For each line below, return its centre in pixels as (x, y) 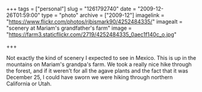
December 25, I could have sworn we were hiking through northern (90, 77)
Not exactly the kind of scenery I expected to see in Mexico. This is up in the (101, 58)
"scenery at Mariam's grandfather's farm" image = (69, 28)
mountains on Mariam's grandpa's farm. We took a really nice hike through (99, 64)
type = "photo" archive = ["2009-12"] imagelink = (103, 15)
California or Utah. (29, 84)
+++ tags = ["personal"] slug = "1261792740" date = (71, 9)
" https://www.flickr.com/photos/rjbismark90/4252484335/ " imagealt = (94, 21)
